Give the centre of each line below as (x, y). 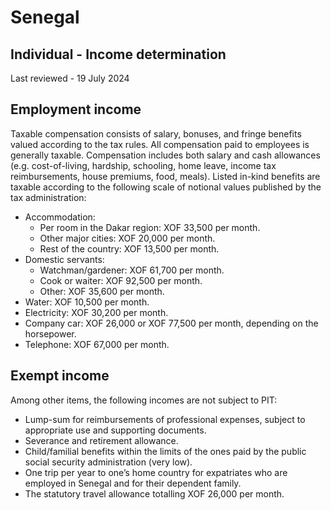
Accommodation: (60, 217)
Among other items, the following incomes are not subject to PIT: (144, 400)
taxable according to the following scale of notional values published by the (166, 187)
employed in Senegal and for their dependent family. (133, 483)
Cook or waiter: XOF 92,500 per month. (121, 280)
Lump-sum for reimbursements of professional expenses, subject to (165, 419)
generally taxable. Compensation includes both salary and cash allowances (165, 155)
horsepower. (50, 333)
